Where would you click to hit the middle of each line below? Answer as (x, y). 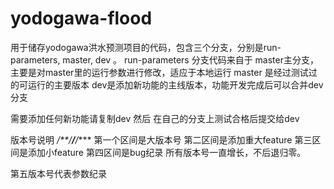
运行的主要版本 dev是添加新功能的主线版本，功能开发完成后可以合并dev (175, 84)
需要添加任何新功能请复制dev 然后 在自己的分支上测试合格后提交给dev (155, 118)
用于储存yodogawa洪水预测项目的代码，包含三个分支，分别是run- (146, 47)
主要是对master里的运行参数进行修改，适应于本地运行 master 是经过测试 (159, 72)
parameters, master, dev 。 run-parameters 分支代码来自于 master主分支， (164, 59)
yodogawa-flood (81, 18)
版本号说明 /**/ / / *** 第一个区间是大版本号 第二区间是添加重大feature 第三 (161, 139)
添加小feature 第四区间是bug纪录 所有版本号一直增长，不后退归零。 (167, 152)
